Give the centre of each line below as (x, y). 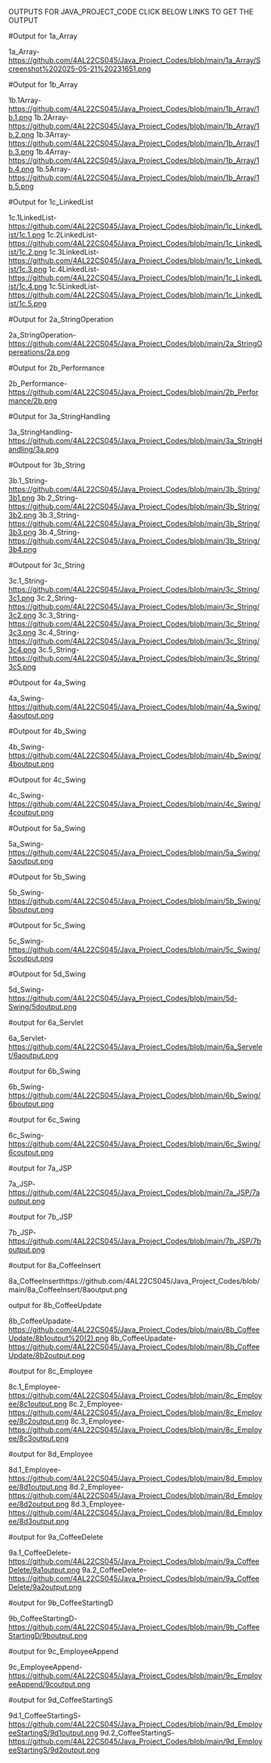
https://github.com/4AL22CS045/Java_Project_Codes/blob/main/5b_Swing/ (135, 901)
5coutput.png (31, 958)
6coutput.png (31, 1152)
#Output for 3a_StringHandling (59, 416)
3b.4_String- (59, 532)
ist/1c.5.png (28, 304)
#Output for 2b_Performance (57, 368)
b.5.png (21, 186)
